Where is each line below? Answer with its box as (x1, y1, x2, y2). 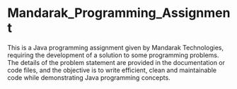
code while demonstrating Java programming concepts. (7, 73, 171, 82)
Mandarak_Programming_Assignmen (7, 5, 231, 21)
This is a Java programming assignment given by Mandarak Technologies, (7, 43, 224, 52)
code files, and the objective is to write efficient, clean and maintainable (7, 66, 217, 74)
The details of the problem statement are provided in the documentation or (7, 58, 225, 66)
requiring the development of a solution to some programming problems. (7, 51, 219, 59)
